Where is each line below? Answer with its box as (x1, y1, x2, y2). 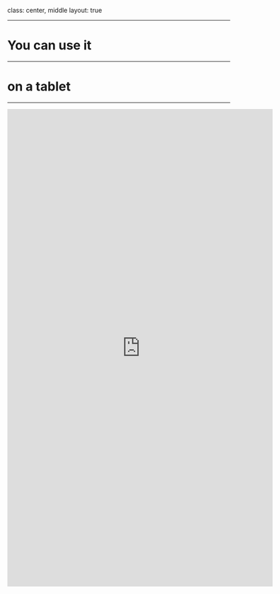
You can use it (7, 38, 92, 54)
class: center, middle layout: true (7, 6, 103, 14)
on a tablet (7, 79, 71, 95)
